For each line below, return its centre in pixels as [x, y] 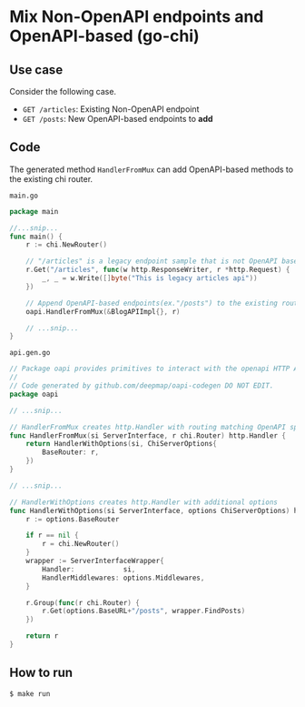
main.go [24, 196]
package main [34, 211]
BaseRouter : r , [71, 452]
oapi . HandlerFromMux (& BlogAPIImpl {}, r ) [103, 311]
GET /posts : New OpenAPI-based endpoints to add [118, 119]
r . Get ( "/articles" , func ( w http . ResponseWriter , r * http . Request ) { [158, 270]
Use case [36, 70]
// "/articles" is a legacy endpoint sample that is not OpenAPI [152, 261]
